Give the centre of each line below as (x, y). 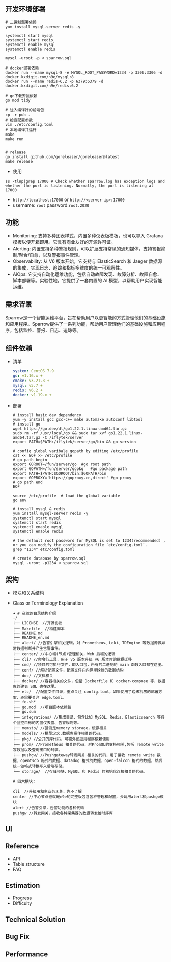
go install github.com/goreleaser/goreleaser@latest (62, 157)
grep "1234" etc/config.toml (44, 549)
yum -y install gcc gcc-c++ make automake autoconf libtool (78, 419)
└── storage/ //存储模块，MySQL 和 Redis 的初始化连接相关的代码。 (80, 772)
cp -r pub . (18, 115)
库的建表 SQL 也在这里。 (35, 687)
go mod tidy (18, 100)
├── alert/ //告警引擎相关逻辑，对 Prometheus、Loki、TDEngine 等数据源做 (87, 643)
